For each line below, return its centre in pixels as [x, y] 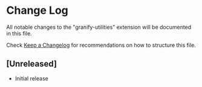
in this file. [19, 33]
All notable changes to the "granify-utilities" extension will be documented [99, 27]
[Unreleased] [32, 64]
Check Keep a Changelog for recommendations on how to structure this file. [101, 45]
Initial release [31, 78]
